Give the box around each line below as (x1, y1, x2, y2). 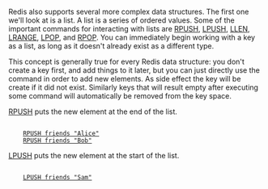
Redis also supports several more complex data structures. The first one (8, 7, 249, 16)
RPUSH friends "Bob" (23, 136, 92, 145)
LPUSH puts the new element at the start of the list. (8, 151, 180, 160)
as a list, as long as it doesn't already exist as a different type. (8, 41, 215, 51)
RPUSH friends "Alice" (23, 129, 100, 137)
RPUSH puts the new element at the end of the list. (8, 107, 178, 116)
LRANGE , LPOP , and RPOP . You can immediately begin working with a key (8, 32, 256, 42)
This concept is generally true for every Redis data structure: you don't (8, 57, 245, 66)
